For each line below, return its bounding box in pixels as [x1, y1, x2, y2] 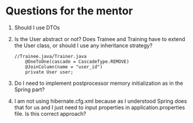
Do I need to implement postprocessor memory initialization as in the [14, 79, 183, 87]
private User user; [25, 69, 74, 75]
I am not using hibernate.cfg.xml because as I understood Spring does [14, 97, 187, 104]
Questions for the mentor [5, 4, 133, 18]
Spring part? [14, 85, 45, 93]
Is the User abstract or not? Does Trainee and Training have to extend [14, 35, 185, 42]
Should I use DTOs [14, 24, 60, 31]
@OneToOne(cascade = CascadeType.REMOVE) [25, 59, 129, 64]
